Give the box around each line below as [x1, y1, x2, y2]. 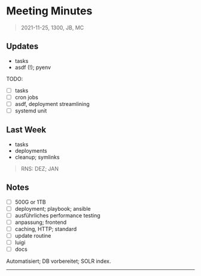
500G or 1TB [14, 198, 46, 205]
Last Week [6, 125, 47, 135]
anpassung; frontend [14, 219, 67, 226]
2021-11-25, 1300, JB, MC [20, 24, 84, 31]
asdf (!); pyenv [14, 63, 51, 71]
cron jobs [14, 93, 39, 101]
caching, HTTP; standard [14, 225, 77, 232]
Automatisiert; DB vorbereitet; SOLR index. [6, 257, 111, 265]
